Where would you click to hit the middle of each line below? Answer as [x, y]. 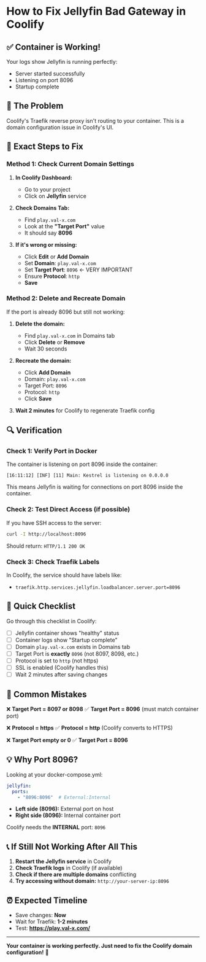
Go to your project [47, 189]
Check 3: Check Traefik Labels [53, 562]
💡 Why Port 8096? [42, 760]
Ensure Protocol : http [52, 276]
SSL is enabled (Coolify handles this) [62, 668]
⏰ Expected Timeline [47, 900]
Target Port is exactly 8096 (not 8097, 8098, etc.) [77, 654]
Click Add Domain [48, 372]
